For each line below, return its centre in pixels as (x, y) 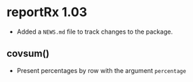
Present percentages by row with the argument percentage (101, 70)
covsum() (28, 54)
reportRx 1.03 (47, 12)
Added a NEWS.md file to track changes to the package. (95, 32)
